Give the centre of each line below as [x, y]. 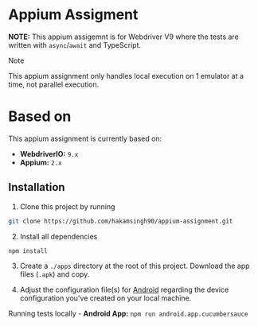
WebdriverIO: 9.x [49, 153]
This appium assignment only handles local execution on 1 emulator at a [126, 76]
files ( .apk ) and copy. [55, 274]
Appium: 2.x [41, 162]
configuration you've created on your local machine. [106, 298]
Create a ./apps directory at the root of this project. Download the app [135, 266]
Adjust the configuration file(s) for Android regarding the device [124, 290]
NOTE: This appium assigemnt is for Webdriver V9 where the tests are [123, 37]
